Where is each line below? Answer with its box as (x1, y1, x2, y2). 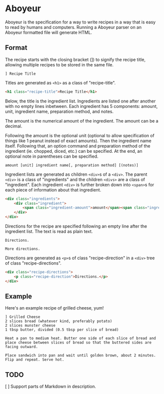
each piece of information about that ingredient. (5, 187, 102, 193)
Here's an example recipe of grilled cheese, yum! (5, 305, 104, 311)
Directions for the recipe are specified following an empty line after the (5, 223, 147, 229)
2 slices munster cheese (5, 323, 56, 328)
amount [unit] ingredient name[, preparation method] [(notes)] (5, 163, 139, 167)
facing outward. (5, 345, 38, 350)
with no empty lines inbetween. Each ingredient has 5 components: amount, (5, 103, 158, 109)
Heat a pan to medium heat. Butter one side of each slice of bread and (5, 336, 156, 341)
